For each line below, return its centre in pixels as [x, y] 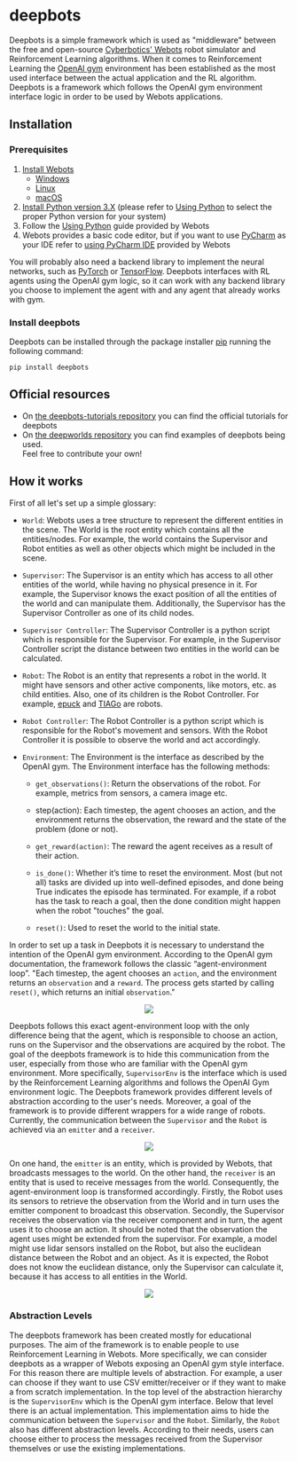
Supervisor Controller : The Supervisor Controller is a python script [146, 630]
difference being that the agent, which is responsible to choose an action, [144, 1035]
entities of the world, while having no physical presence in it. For [140, 584]
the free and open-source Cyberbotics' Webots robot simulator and [133, 49]
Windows [52, 178]
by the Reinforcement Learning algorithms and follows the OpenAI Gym [139, 1082]
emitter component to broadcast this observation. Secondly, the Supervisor [147, 1210]
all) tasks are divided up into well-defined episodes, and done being [159, 882]
